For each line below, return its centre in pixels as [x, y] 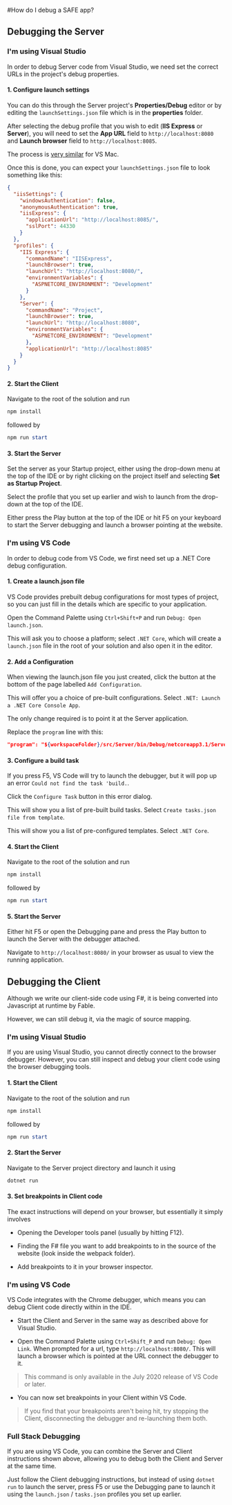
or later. [35, 1384]
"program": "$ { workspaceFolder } [54, 745]
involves [19, 1219]
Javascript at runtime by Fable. [51, 1006]
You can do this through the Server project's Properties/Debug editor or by [115, 105]
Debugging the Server [56, 32]
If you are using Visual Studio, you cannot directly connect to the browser [112, 1052]
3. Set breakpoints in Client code [55, 1196]
